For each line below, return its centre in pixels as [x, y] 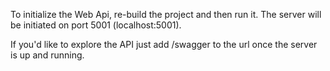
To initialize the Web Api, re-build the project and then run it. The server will [166, 14]
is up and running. [47, 55]
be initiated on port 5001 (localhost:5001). [96, 25]
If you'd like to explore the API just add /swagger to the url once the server [164, 44]
